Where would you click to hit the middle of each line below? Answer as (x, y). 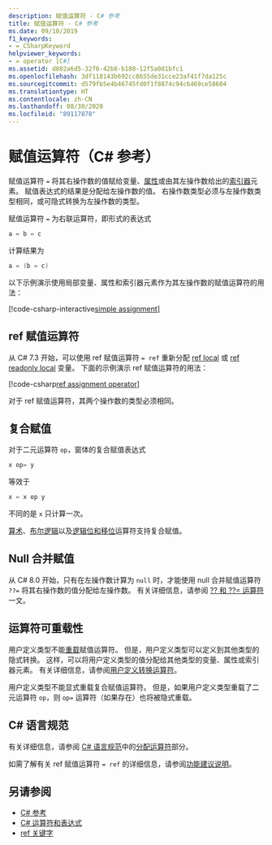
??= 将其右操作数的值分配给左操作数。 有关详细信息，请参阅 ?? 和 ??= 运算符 (136, 590)
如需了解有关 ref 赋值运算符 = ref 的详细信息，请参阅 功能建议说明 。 (122, 764)
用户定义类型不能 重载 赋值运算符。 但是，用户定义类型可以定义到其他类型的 (134, 649)
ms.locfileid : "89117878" (52, 115)
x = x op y (27, 497)
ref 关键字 (37, 833)
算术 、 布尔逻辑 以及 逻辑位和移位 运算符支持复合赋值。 (97, 531)
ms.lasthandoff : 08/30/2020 (56, 106)
